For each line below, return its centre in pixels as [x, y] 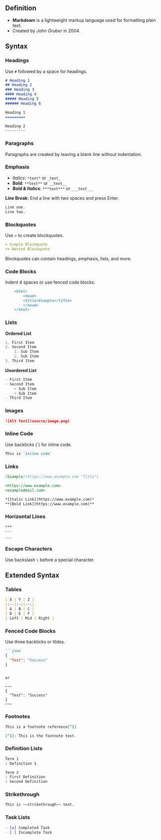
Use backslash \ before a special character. [50, 560]
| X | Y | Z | [20, 600]
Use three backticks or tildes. [35, 642]
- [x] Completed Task [28, 828]
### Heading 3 [20, 90]
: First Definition [25, 777]
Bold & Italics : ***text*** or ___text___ [53, 188]
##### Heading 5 [22, 99]
